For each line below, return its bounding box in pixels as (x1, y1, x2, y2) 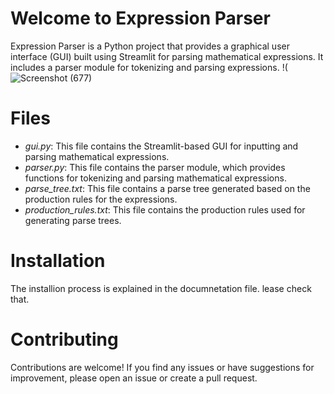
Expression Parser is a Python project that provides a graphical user (10, 40, 290, 52)
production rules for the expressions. (24, 193, 178, 205)
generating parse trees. (24, 214, 122, 226)
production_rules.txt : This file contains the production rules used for (24, 203, 306, 216)
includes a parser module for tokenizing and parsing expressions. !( (10, 61, 288, 73)
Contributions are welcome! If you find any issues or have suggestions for (10, 361, 315, 373)
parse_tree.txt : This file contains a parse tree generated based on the (24, 182, 311, 194)
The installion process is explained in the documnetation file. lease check (10, 282, 312, 294)
